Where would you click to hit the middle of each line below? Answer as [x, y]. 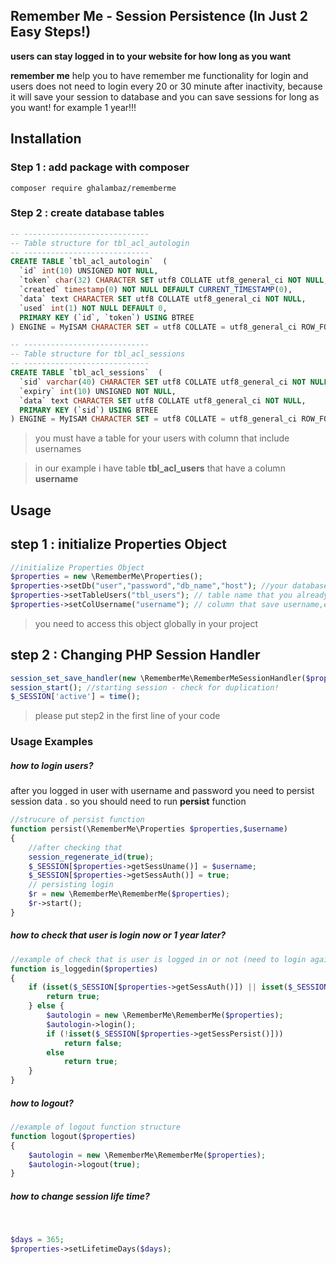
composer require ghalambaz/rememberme [93, 188]
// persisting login [71, 885]
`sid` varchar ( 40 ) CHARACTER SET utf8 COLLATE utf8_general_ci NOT [163, 382]
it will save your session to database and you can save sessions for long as [165, 96]
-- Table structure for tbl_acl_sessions [98, 354]
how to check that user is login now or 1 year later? [118, 935]
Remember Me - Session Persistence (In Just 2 [159, 16]
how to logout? [42, 1103]
